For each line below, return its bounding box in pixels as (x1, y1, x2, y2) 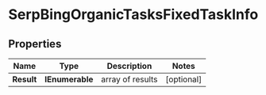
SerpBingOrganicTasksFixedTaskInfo (8, 6, 259, 24)
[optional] (165, 74, 202, 85)
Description (106, 61, 152, 71)
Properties (8, 37, 62, 51)
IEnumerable (44, 74, 94, 85)
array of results (101, 74, 158, 85)
